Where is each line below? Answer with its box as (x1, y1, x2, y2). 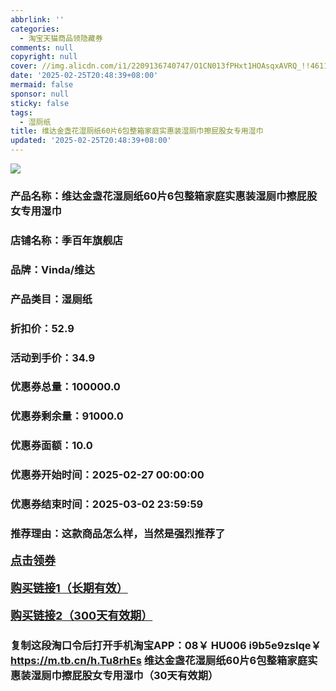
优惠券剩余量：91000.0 (10, 409, 124, 423)
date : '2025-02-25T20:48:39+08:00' (10, 71, 159, 81)
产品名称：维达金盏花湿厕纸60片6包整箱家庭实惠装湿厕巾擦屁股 (10, 189, 318, 203)
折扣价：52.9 (10, 321, 75, 335)
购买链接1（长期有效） (10, 581, 128, 596)
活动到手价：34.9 (10, 351, 96, 365)
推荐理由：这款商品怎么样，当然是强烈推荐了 (10, 527, 226, 541)
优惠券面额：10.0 (10, 439, 93, 453)
